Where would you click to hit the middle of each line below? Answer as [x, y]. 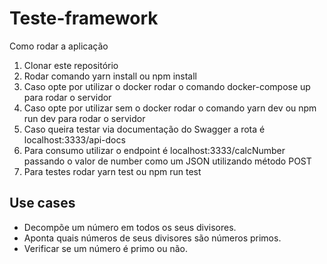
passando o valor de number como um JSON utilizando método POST [167, 161]
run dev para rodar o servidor [84, 118]
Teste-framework [84, 18]
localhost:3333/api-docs [74, 139]
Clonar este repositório [71, 65]
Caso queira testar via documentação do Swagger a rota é [144, 129]
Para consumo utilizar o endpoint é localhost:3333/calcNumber [154, 150]
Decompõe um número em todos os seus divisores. [130, 227]
